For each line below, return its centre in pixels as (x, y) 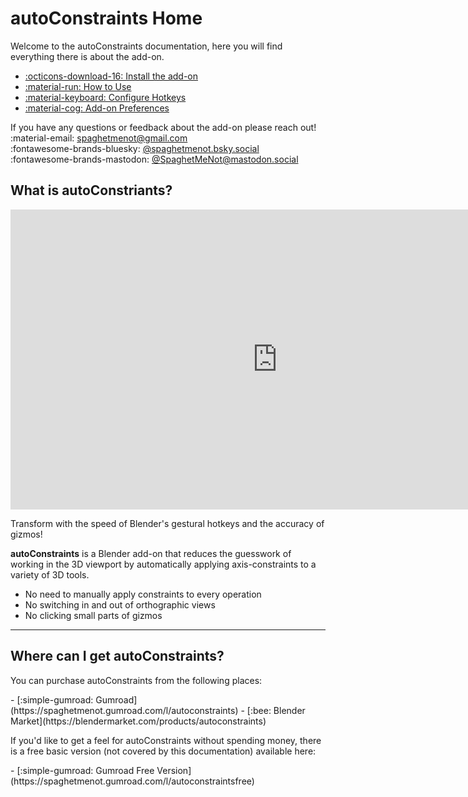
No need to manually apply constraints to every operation (143, 594)
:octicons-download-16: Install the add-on (111, 76)
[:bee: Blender (276, 710)
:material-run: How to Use (78, 86)
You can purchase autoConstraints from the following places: (136, 680)
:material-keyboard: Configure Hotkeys (105, 97)
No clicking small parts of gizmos (93, 615)
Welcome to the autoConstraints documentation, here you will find (146, 46)
